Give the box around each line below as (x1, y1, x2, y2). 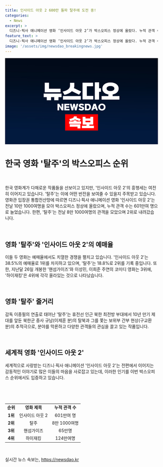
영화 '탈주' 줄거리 (5, 298, 54, 306)
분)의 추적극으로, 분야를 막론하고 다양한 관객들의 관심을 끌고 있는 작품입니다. (5, 323, 149, 329)
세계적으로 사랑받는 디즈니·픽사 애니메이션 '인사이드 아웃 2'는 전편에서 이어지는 (5, 362, 154, 368)
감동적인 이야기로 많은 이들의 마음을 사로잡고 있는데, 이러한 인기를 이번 (5, 368, 138, 374)
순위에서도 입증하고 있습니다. (10, 374, 65, 380)
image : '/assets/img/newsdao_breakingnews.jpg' (5, 44, 103, 49)
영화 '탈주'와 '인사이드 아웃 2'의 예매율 (5, 240, 114, 248)
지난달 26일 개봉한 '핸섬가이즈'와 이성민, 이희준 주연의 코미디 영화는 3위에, (11, 266, 153, 272)
